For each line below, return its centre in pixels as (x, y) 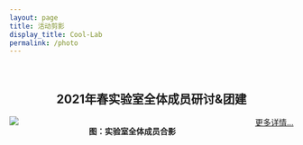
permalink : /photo (44, 43)
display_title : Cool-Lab (56, 34)
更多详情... (274, 122)
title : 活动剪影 (37, 26)
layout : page (34, 18)
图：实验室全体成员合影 (132, 131)
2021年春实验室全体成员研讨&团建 (151, 99)
